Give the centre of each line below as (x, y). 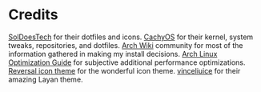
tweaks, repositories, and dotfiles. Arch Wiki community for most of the (126, 45)
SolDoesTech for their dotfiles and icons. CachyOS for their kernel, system (131, 37)
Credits (33, 15)
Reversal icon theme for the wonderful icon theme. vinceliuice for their (124, 70)
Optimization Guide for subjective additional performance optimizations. (127, 62)
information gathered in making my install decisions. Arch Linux (113, 54)
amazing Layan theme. (46, 79)
